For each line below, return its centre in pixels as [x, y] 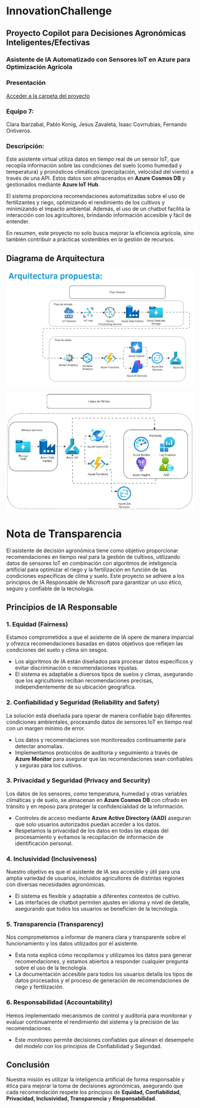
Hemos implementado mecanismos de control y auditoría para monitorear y [99, 1015]
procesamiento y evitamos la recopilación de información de [89, 837]
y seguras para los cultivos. [49, 765]
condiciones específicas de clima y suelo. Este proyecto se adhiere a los [96, 576]
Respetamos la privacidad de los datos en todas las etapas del [92, 830]
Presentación [26, 83]
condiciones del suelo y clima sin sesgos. [57, 650]
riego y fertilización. [39, 987]
